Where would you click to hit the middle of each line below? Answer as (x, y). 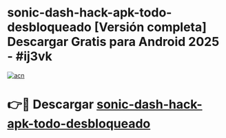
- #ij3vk (30, 57)
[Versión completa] (150, 27)
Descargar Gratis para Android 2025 (113, 42)
